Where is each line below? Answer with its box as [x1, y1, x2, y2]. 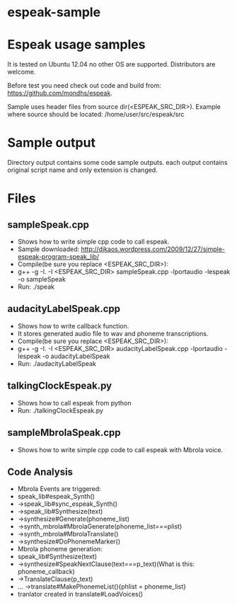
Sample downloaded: [17, 245, 80, 253]
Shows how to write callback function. [17, 321, 129, 330]
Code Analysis [7, 466, 73, 478]
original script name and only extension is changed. [7, 166, 158, 174]
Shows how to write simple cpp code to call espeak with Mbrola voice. [17, 445, 224, 454]
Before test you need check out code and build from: [7, 81, 161, 90]
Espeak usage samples [7, 37, 146, 53]
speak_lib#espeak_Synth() [17, 492, 96, 501]
